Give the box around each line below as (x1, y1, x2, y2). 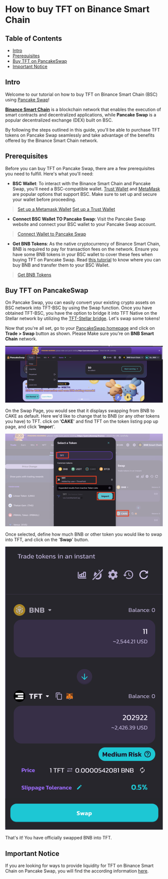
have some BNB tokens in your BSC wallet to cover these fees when (12, 251, 153, 257)
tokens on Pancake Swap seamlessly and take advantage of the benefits (5, 132, 155, 138)
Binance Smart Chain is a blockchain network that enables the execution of (5, 106, 161, 112)
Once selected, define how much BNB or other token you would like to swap (5, 531, 162, 537)
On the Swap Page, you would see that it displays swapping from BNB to (5, 408, 155, 414)
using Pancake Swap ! (5, 96, 50, 102)
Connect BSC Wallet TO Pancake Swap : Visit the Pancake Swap (12, 216, 146, 222)
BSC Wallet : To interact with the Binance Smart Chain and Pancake (12, 180, 151, 186)
